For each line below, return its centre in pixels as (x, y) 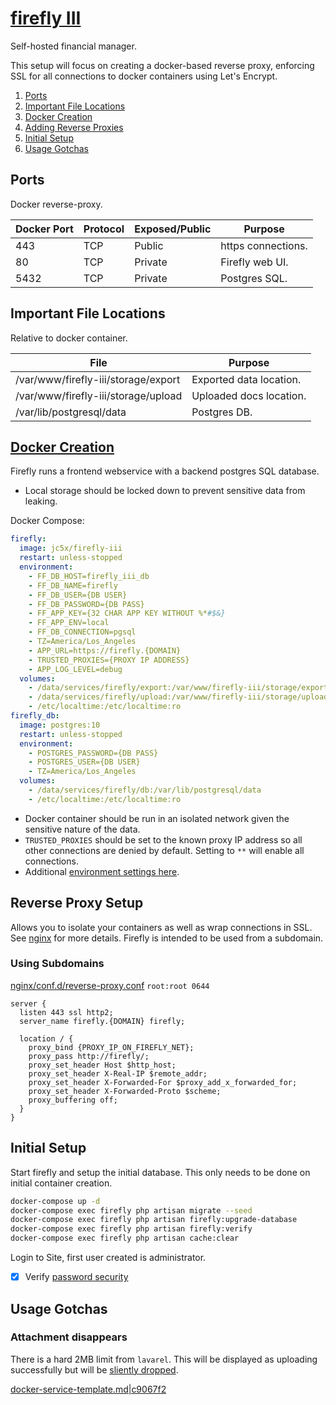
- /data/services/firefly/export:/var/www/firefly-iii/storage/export (178, 688)
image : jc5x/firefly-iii (71, 548)
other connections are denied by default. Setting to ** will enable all (164, 850)
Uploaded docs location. (249, 395)
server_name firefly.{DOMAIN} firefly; (102, 1021)
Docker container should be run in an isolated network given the (157, 818)
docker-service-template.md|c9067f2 (88, 1389)
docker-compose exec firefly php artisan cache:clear (125, 1238)
